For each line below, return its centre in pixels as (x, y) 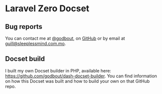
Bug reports (24, 27)
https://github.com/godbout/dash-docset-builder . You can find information (81, 76)
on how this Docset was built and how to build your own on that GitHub (77, 81)
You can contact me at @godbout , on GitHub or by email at (65, 38)
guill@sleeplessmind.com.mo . (36, 44)
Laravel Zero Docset (47, 9)
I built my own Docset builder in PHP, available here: (58, 70)
